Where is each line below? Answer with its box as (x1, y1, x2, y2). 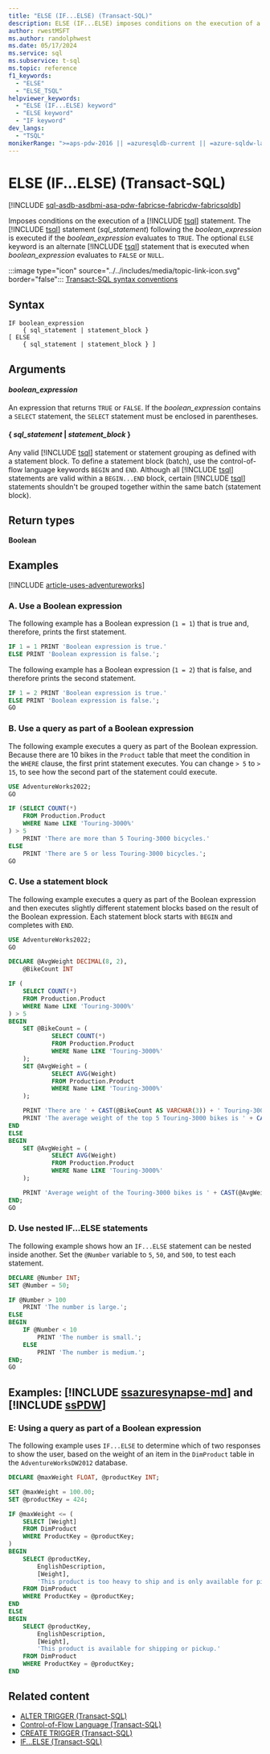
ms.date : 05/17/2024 (8, 42, 78, 50)
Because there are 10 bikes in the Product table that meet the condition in (8, 750, 251, 759)
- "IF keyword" (15, 117, 67, 125)
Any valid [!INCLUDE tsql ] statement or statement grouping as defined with (8, 448, 257, 458)
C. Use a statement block (8, 876, 108, 887)
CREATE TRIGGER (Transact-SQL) (19, 1728, 133, 1738)
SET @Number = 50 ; (8, 1281, 70, 1290)
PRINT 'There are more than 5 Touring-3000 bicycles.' (22, 834, 211, 842)
